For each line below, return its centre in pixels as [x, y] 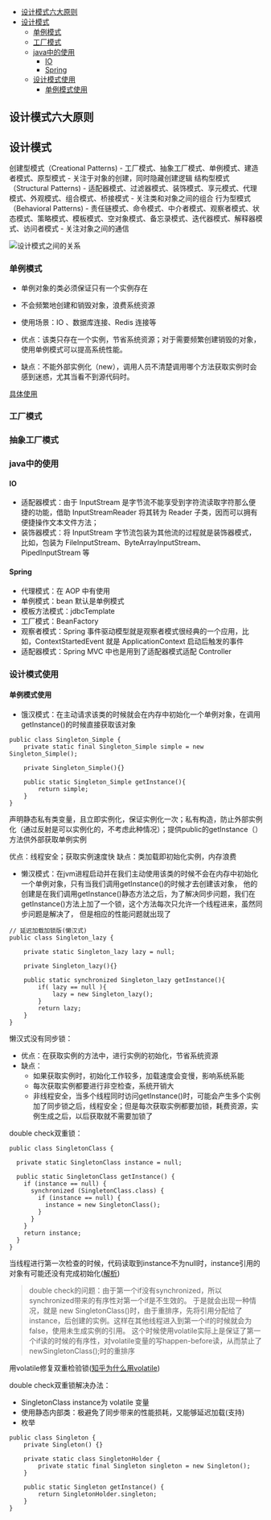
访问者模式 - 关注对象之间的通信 [76, 229]
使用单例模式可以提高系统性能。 [74, 349]
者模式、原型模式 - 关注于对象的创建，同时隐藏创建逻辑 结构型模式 [119, 178]
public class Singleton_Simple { [65, 739]
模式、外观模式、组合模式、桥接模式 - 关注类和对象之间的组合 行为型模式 [130, 198]
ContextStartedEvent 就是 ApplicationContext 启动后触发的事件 [140, 641]
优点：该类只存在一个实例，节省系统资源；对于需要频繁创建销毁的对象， [140, 339]
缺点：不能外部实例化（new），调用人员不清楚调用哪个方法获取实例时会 [139, 366]
